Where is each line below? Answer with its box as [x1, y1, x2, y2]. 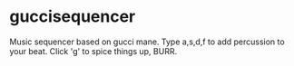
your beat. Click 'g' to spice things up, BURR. [9, 45, 178, 56]
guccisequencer [9, 6, 136, 27]
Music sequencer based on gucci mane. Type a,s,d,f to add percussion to [9, 36, 285, 47]
